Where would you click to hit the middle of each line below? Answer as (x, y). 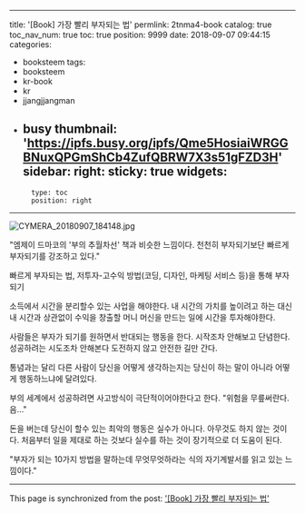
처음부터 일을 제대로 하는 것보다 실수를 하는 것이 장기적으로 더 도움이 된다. (152, 439)
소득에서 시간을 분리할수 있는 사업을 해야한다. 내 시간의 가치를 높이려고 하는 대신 (151, 306)
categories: (30, 44)
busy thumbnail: (70, 129)
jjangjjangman (49, 100)
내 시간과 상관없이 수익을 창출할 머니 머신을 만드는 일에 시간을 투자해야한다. (143, 317)
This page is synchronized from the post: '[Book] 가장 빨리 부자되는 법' (139, 498)
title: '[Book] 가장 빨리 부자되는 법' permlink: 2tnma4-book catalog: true (141, 25)
